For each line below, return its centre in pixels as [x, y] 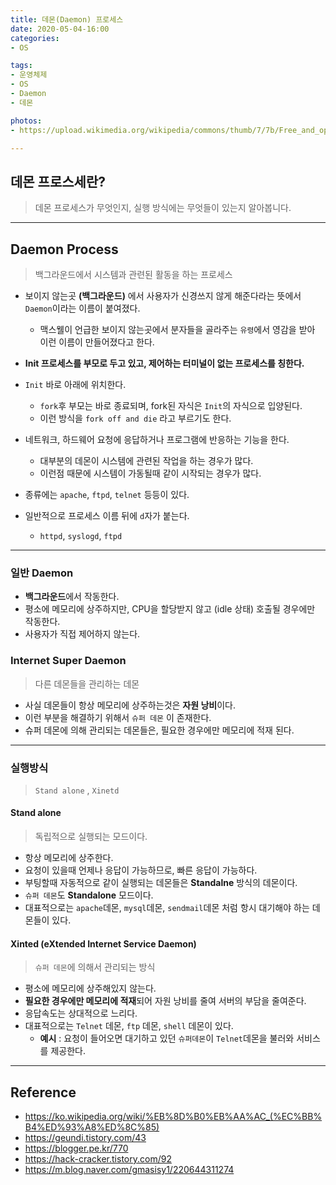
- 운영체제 [29, 75]
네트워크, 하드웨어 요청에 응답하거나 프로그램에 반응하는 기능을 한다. [157, 439]
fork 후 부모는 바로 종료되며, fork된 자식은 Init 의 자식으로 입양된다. [171, 405]
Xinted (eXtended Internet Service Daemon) [103, 943]
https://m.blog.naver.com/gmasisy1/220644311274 [129, 1170]
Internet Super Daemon [68, 661]
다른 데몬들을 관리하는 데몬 [87, 683]
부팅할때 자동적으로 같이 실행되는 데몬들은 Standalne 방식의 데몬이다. [161, 883]
